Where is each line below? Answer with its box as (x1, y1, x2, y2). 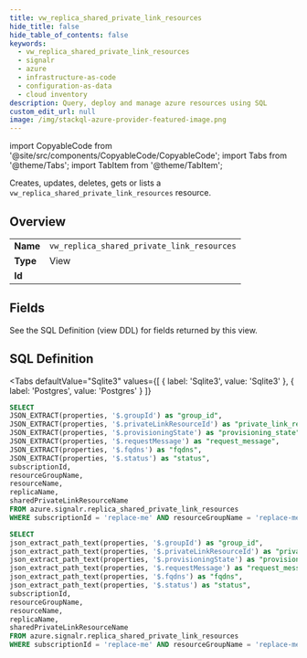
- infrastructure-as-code (17, 73, 117, 82)
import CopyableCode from (9, 141, 112, 152)
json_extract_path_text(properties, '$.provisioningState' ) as (9, 555, 256, 565)
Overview (9, 214, 67, 229)
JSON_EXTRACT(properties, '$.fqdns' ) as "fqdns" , (9, 445, 203, 454)
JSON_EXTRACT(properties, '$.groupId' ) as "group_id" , (9, 411, 223, 420)
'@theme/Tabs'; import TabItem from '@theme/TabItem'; (9, 160, 223, 171)
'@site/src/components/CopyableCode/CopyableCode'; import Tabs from (9, 150, 288, 161)
